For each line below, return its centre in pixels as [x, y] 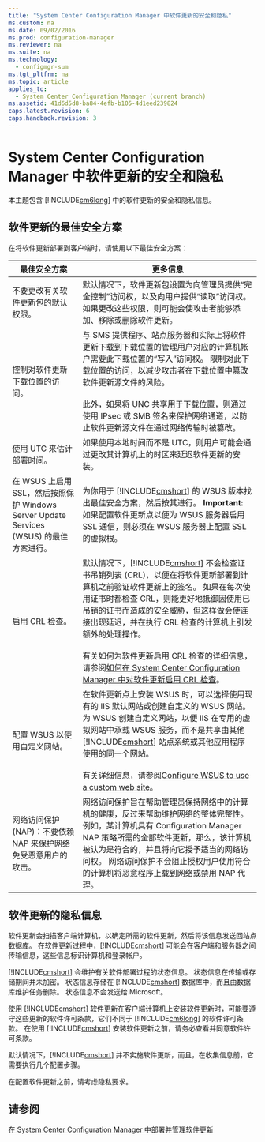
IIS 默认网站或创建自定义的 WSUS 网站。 [175, 706]
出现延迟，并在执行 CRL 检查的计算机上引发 [171, 622]
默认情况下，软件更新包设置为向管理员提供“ [163, 284]
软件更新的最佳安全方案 [65, 227]
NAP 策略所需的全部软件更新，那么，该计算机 [167, 837]
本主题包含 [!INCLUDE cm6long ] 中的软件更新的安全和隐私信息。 [112, 200]
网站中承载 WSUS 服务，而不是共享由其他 [168, 730]
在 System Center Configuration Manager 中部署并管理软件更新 [111, 1129]
